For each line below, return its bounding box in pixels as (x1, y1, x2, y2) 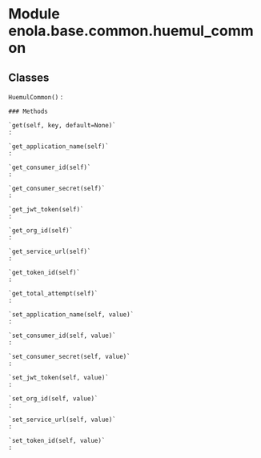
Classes (8, 70, 50, 84)
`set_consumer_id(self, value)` (8, 331, 116, 339)
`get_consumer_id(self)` (8, 163, 91, 171)
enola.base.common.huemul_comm (8, 22, 254, 40)
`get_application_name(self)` (8, 143, 110, 151)
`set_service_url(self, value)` (8, 416, 116, 424)
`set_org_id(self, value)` (8, 395, 98, 403)
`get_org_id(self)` (8, 227, 74, 235)
